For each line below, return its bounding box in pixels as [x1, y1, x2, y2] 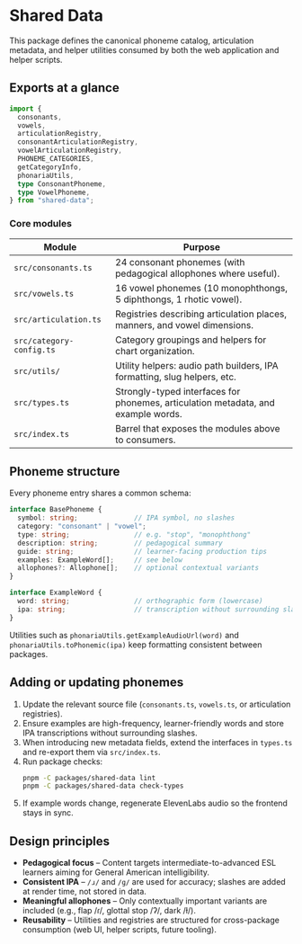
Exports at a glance [9, 80, 120, 95]
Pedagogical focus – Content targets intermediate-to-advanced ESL [22, 858, 277, 868]
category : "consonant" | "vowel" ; [17, 522, 147, 531]
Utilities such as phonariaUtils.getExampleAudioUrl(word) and [9, 629, 240, 640]
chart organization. [115, 344, 195, 357]
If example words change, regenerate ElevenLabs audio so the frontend [22, 797, 288, 809]
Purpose [182, 240, 220, 253]
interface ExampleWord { [9, 588, 102, 598]
